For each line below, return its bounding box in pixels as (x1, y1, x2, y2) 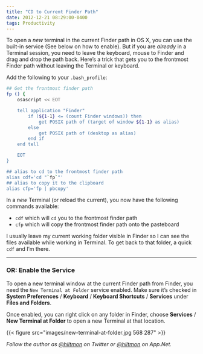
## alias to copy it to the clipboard (6, 180, 104, 186)
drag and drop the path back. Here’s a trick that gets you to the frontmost (6, 55, 188, 63)
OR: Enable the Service (6, 266, 76, 274)
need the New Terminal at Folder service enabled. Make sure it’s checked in (6, 286, 197, 293)
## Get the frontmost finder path (6, 86, 94, 92)
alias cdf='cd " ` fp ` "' (6, 174, 63, 180)
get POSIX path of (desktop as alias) (38, 130, 137, 136)
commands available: (6, 203, 59, 210)
